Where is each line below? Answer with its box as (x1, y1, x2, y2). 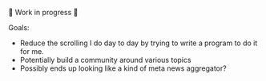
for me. (19, 47, 44, 56)
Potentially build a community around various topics (19, 56, 191, 64)
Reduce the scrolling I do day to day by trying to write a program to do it (19, 38, 258, 48)
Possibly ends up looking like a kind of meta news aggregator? (19, 64, 227, 73)
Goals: (8, 23, 30, 32)
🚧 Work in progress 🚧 (8, 8, 79, 17)
